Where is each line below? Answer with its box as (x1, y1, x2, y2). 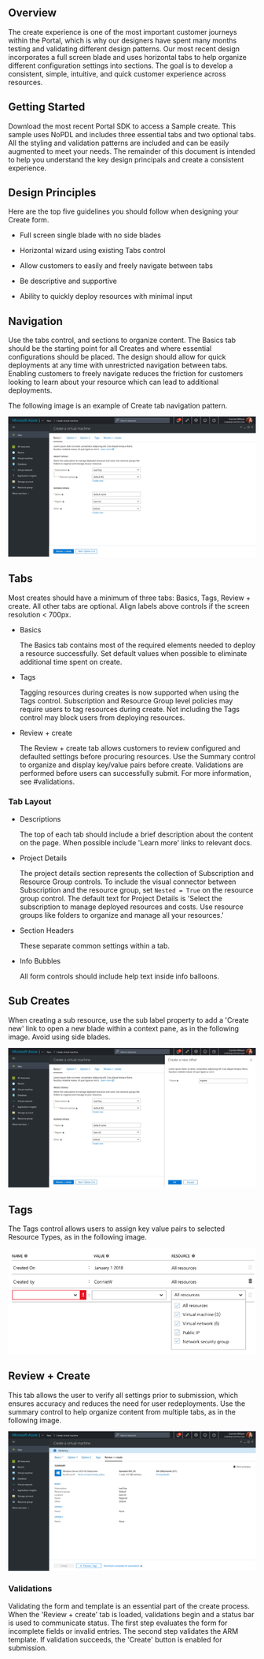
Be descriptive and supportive (19, 276, 118, 286)
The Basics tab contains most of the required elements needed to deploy (19, 640, 256, 650)
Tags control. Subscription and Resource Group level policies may (19, 695, 233, 705)
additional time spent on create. (19, 657, 123, 666)
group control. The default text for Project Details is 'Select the (19, 893, 222, 903)
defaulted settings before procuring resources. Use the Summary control (19, 751, 256, 761)
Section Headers (19, 926, 75, 935)
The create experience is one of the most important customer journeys (8, 27, 237, 36)
